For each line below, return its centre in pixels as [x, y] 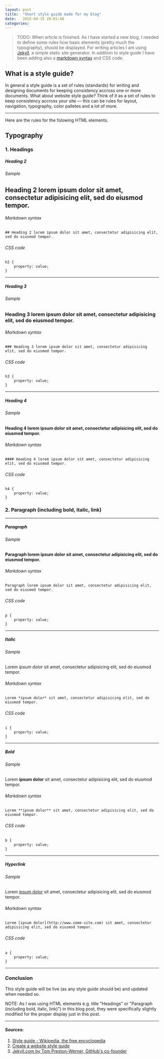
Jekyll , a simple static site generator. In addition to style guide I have [86, 53]
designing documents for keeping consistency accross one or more [73, 91]
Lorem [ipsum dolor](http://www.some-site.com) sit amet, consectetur [78, 923]
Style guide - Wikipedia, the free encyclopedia [59, 1041]
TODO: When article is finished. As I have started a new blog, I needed [88, 37]
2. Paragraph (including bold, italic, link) [53, 510]
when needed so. [22, 994]
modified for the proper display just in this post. [53, 1014]
